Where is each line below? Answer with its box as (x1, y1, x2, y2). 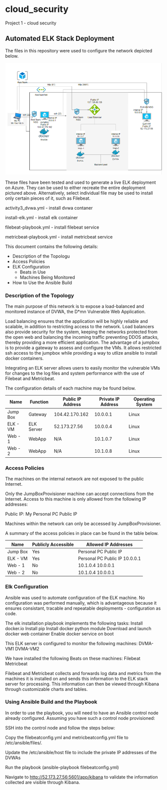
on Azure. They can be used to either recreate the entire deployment (5, 184, 146, 190)
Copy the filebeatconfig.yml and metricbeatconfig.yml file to (5, 734, 129, 740)
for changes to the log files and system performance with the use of (5, 370, 145, 376)
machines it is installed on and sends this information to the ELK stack (5, 675, 148, 681)
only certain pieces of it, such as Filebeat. (5, 195, 91, 201)
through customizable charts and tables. (5, 686, 88, 692)
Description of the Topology (5, 292, 75, 299)
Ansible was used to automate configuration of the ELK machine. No (5, 594, 145, 601)
